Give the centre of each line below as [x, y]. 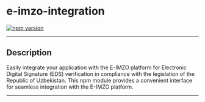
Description [29, 53]
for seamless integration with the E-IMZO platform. [70, 87]
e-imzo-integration [56, 11]
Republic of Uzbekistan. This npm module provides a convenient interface [99, 80]
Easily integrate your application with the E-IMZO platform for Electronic [97, 67]
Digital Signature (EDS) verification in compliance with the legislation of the [101, 73]
